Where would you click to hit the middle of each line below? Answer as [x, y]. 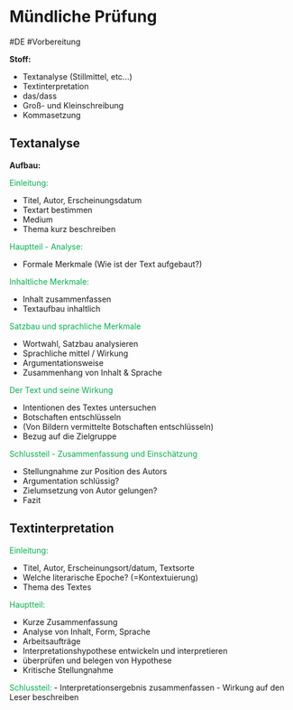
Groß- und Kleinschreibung [73, 105]
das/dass [39, 96]
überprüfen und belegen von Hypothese [97, 660]
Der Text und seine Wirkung [61, 389]
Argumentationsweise [63, 362]
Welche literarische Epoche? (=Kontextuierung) [110, 577]
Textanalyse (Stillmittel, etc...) [77, 76]
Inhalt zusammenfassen [67, 299]
